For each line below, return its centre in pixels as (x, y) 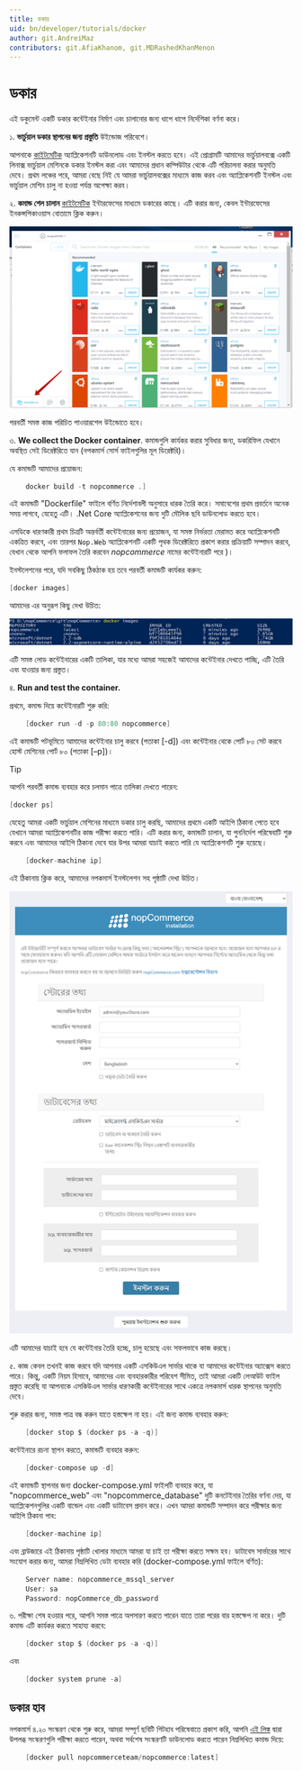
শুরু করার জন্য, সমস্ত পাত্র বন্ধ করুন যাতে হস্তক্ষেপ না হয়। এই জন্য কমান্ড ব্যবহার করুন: (119, 1414)
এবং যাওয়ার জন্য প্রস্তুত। (40, 670)
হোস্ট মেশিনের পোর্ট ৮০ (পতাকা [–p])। (62, 751)
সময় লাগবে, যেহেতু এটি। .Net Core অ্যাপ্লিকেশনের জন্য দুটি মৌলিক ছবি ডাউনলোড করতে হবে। (135, 514)
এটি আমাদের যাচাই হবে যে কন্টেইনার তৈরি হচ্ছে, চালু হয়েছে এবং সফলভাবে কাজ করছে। (121, 1348)
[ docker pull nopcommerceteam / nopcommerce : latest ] (122, 1757)
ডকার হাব (27, 1707)
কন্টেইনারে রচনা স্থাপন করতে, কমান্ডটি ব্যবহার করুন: (74, 1450)
